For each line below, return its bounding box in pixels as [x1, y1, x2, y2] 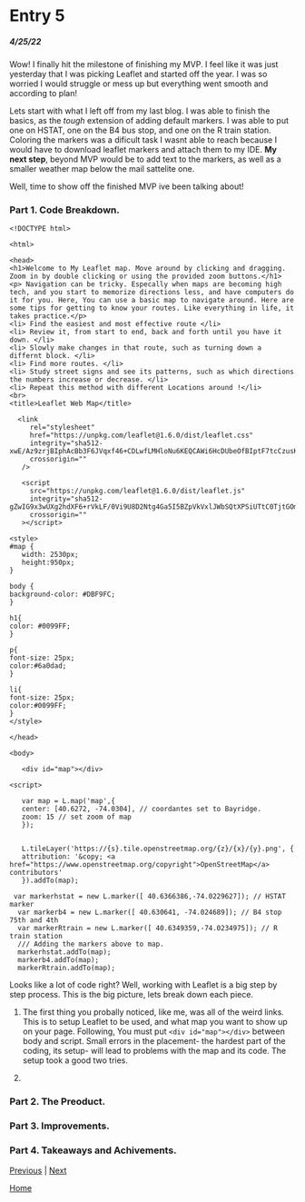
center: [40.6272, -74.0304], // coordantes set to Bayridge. [21, 805, 261, 814]
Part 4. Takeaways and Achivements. [9, 1144, 177, 1157]
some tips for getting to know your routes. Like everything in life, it [9, 303, 295, 313]
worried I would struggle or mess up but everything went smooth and [9, 78, 269, 89]
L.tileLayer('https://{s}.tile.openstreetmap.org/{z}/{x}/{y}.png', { [21, 844, 295, 854]
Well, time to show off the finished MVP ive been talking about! [9, 181, 244, 192]
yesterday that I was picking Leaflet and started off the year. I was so [9, 69, 268, 80]
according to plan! [9, 88, 77, 99]
